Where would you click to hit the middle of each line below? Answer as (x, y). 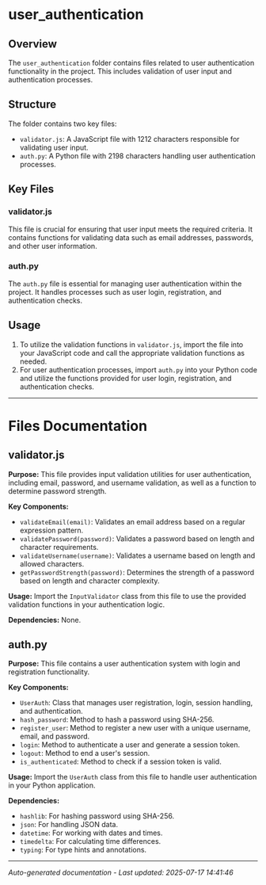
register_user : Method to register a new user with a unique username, (135, 728)
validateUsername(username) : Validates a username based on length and (137, 555)
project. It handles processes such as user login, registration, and (115, 292)
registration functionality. (49, 672)
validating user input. (54, 147)
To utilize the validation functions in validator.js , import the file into (131, 344)
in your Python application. (52, 785)
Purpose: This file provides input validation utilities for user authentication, (130, 474)
